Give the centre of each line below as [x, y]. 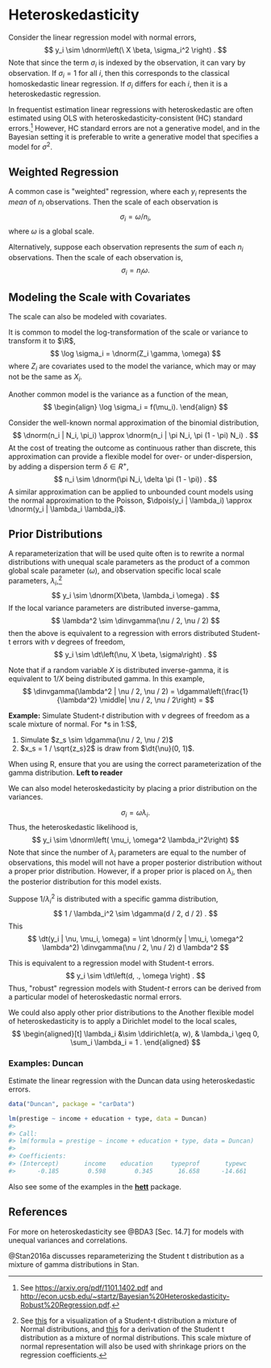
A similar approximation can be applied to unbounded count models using [131, 491]
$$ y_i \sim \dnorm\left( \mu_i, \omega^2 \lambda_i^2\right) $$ [135, 840]
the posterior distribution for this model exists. [85, 882]
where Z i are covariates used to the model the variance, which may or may [132, 367]
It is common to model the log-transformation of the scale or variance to [128, 332]
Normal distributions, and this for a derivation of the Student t [122, 1329]
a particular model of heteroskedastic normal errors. [95, 996]
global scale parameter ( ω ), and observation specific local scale [115, 570]
